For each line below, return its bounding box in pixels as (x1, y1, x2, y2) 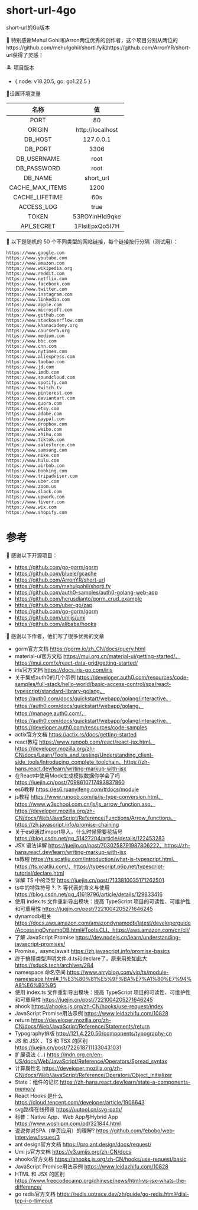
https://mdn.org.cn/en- (46, 1051, 103, 1058)
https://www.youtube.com (6, 255, 67, 261)
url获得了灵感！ (6, 51, 44, 58)
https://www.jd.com (6, 364, 54, 370)
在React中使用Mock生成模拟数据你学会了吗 (14, 772, 121, 779)
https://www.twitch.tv (6, 385, 62, 390)
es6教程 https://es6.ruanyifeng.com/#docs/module (14, 786, 139, 793)
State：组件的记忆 (14, 1078, 59, 1085)
